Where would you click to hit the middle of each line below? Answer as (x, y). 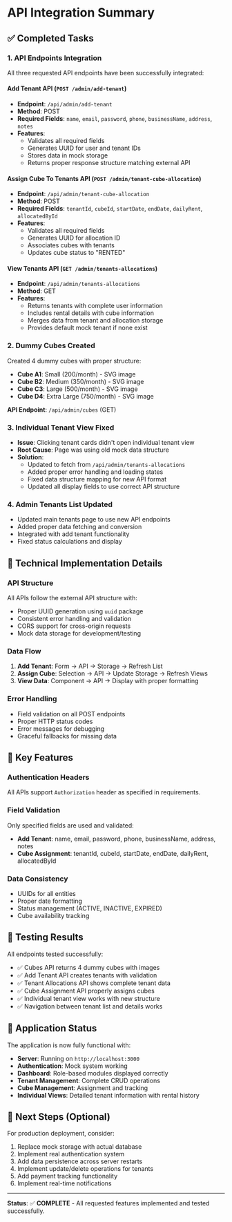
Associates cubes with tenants (71, 245)
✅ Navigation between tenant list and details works (90, 1006)
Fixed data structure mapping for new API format (97, 479)
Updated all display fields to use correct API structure (104, 487)
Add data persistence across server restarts (80, 1161)
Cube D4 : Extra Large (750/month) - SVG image (85, 396)
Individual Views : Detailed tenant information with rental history (108, 1095)
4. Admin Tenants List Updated (60, 504)
